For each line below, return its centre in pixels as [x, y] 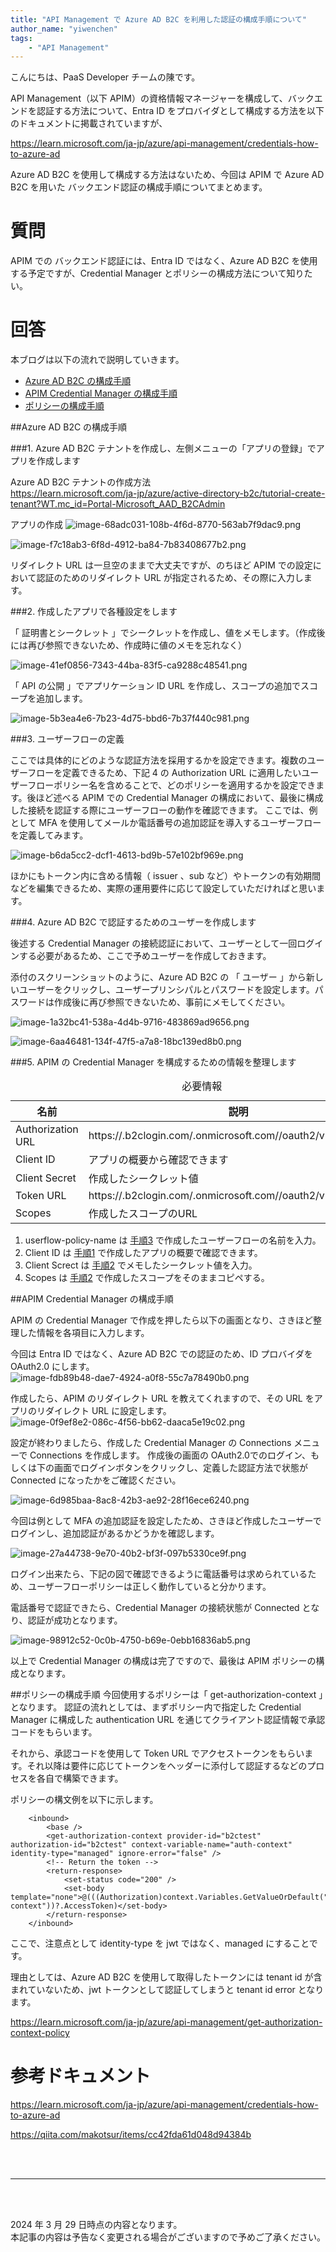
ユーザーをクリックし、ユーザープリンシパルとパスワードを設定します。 [166, 990]
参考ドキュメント [81, 2076]
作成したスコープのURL [143, 1214]
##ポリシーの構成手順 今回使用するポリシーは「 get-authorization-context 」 [167, 1695]
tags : [21, 38]
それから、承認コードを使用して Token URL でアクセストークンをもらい [157, 1753]
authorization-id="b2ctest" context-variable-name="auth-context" [151, 1845]
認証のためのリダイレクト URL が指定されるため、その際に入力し [170, 578]
